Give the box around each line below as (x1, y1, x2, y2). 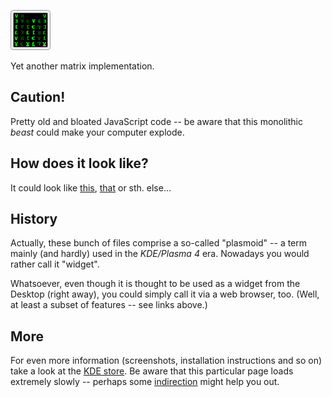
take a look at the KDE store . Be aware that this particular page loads (10, 365, 294, 377)
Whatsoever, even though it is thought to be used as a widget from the (10, 278, 301, 290)
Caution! (10, 89, 66, 106)
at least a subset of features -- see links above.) (10, 299, 208, 311)
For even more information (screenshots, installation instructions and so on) (10, 355, 323, 367)
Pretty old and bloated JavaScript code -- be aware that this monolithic (10, 115, 304, 127)
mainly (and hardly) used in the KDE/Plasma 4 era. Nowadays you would (10, 248, 310, 260)
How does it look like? (10, 155, 149, 172)
